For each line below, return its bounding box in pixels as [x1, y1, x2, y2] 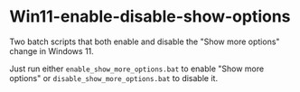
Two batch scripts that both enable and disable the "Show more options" [9, 36, 280, 47]
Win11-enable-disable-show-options [9, 6, 291, 27]
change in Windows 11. [9, 45, 95, 56]
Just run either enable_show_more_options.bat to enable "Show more [9, 63, 265, 74]
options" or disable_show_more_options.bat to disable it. [9, 72, 219, 83]
